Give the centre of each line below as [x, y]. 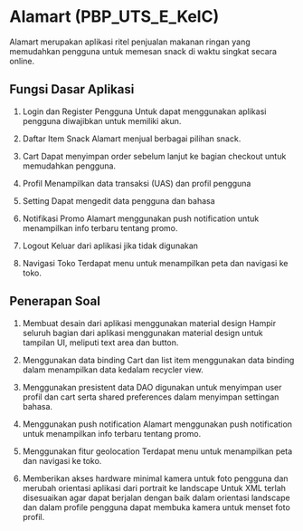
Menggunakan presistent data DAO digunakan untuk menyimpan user [152, 387]
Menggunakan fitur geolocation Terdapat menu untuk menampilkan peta [157, 451]
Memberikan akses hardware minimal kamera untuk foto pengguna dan [155, 478]
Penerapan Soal [55, 301]
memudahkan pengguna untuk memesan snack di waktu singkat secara [143, 51]
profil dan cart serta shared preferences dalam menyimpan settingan [151, 397]
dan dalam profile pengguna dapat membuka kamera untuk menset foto [156, 507]
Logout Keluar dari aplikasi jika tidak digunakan [110, 246]
